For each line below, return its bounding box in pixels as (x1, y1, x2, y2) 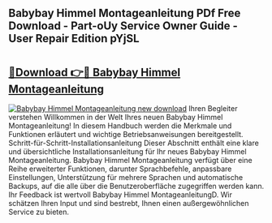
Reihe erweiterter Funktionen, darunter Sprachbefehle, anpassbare (8, 164, 232, 174)
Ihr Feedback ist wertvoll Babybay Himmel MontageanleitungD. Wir (8, 190, 233, 199)
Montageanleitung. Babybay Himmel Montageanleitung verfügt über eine (8, 156, 253, 165)
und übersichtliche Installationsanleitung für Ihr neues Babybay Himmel (8, 147, 247, 157)
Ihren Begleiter (188, 104, 238, 113)
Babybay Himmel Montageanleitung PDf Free (8, 6, 241, 20)
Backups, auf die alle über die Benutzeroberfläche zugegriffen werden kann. (8, 182, 265, 191)
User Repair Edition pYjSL (8, 32, 140, 45)
